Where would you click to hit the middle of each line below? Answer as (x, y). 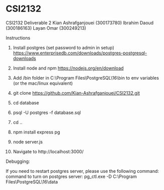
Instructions (18, 38)
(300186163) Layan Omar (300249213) (46, 28)
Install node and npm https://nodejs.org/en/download (68, 68)
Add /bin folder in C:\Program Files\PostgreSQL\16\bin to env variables (86, 78)
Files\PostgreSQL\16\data (32, 181)
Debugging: (18, 161)
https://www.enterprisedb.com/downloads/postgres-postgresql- (80, 53)
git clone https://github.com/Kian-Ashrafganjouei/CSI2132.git (76, 93)
